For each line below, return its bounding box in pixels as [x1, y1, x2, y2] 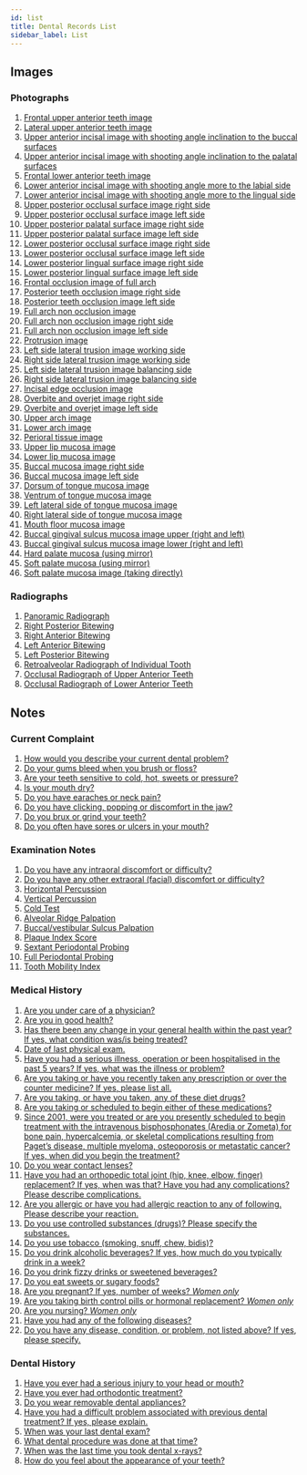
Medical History [10, 984, 83, 996]
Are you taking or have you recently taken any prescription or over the [23, 1072, 287, 1083]
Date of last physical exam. [23, 1043, 126, 1054]
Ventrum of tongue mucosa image [23, 490, 152, 501]
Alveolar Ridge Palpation [23, 913, 117, 923]
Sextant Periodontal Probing [23, 942, 130, 953]
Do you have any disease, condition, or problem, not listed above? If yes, [23, 1324, 297, 1336]
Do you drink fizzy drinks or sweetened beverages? [23, 1266, 218, 1277]
